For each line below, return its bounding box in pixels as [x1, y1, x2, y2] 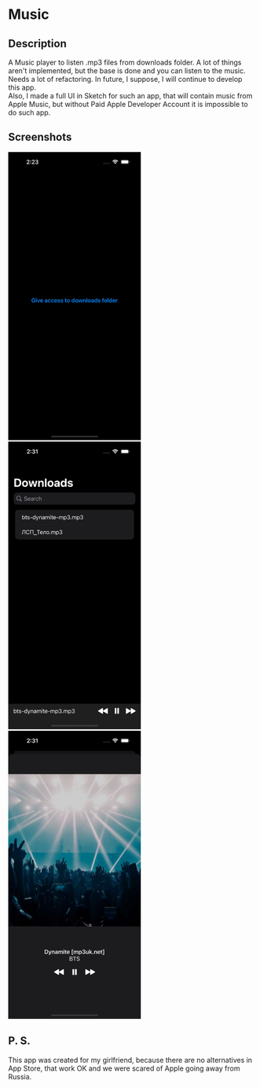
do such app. [8, 108, 51, 117]
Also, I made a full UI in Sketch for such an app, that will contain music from [8, 91, 253, 100]
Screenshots [8, 131, 72, 144]
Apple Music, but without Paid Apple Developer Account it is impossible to [8, 100, 249, 109]
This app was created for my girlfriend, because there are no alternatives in [8, 1055, 253, 1064]
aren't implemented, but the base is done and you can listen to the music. [8, 66, 246, 76]
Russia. [8, 1071, 32, 1081]
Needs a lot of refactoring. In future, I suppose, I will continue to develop [8, 75, 243, 83]
